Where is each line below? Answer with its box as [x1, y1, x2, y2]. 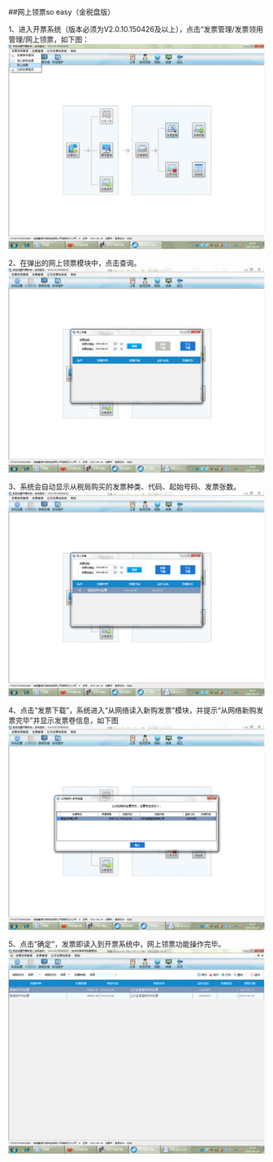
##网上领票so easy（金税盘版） [8, 7, 115, 16]
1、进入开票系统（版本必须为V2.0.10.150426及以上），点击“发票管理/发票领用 [8, 24, 264, 34]
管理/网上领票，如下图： [8, 35, 90, 44]
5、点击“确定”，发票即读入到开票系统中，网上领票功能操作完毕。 [8, 939, 226, 949]
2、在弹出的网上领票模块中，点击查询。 [8, 259, 141, 268]
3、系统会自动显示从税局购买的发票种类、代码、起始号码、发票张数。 [8, 482, 241, 492]
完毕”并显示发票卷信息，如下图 [15, 716, 119, 725]
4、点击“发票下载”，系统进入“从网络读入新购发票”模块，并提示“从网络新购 [8, 706, 257, 716]
